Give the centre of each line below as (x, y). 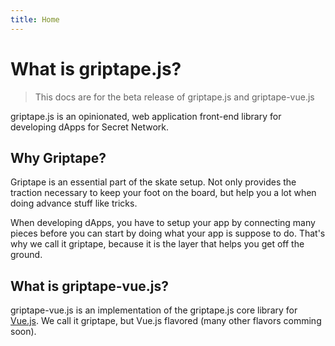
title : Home (35, 19)
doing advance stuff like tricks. (74, 203)
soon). (23, 332)
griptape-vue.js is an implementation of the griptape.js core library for (154, 310)
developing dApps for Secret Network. (89, 127)
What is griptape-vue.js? (89, 286)
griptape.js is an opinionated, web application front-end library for (146, 116)
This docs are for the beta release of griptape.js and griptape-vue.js (174, 97)
